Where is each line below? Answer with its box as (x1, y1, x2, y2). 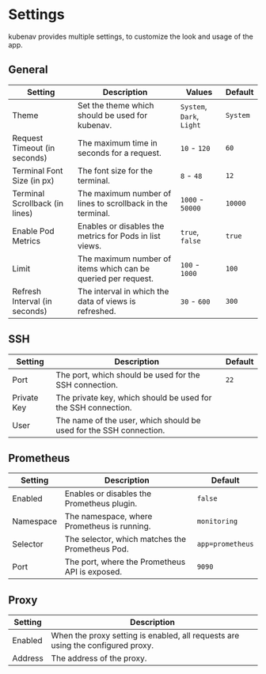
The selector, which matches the (64, 534, 187, 545)
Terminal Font (12, 165, 63, 176)
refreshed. (78, 305, 116, 316)
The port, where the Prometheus (64, 556, 186, 567)
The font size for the (78, 165, 153, 176)
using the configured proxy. (51, 640, 154, 651)
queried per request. (78, 273, 154, 284)
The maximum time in (78, 137, 158, 148)
